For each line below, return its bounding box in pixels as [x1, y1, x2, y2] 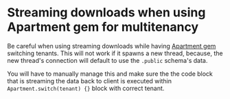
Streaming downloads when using [7, 5, 206, 20]
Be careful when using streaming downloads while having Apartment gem [7, 42, 216, 50]
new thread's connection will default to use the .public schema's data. [7, 56, 208, 64]
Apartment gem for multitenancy [7, 19, 199, 35]
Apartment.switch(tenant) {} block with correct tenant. [7, 84, 165, 92]
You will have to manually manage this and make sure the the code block [7, 70, 213, 78]
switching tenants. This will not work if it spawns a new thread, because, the [7, 49, 223, 57]
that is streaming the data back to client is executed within [7, 76, 172, 85]
